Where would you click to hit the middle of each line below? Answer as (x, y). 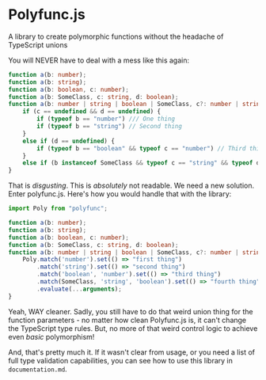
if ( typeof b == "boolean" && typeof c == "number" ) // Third (141, 148)
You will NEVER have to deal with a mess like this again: (99, 60)
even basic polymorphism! (51, 336)
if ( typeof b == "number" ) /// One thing (106, 119)
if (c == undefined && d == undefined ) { (91, 112)
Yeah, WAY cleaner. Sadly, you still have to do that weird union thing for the (131, 311)
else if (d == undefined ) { (68, 141)
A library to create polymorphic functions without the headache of (116, 36)
